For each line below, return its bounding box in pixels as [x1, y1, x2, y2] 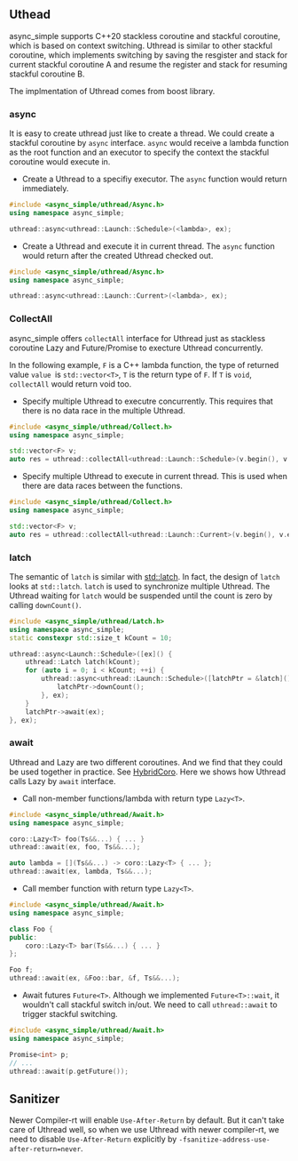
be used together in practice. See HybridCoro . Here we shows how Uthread [9, 766, 286, 777]
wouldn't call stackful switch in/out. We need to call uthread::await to [21, 999, 278, 1010]
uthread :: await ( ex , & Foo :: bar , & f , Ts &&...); [9, 973, 181, 983]
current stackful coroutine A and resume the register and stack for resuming [9, 59, 288, 69]
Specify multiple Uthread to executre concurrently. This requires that [21, 396, 273, 406]
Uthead [9, 7, 51, 22]
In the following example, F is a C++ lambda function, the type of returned [9, 359, 279, 370]
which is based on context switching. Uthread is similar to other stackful [9, 40, 273, 51]
